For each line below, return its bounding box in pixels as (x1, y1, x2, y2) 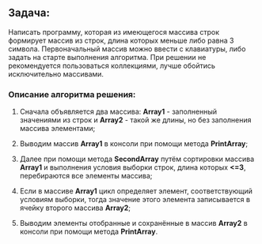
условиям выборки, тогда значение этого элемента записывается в (19, 195, 251, 205)
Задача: (8, 6, 50, 20)
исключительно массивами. (8, 69, 104, 78)
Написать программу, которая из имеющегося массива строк (8, 27, 220, 36)
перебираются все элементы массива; (19, 171, 153, 181)
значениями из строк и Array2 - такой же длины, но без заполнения (19, 115, 252, 125)
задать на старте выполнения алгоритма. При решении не (8, 52, 207, 62)
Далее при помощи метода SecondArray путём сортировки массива (19, 154, 255, 164)
